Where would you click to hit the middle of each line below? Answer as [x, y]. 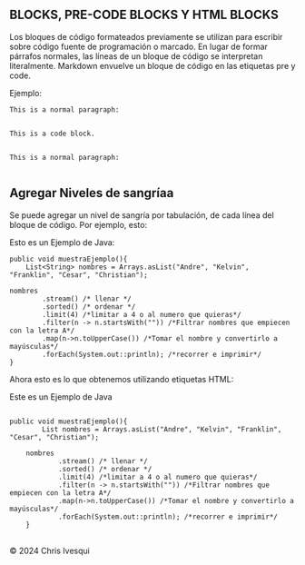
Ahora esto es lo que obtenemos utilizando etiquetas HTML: [122, 379]
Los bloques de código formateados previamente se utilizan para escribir [146, 36]
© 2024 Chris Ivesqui [50, 550]
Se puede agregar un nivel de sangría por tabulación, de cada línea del [142, 215]
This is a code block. [52, 134]
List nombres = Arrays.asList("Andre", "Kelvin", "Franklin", [162, 429]
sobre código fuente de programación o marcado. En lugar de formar [138, 46]
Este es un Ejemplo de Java [61, 396]
